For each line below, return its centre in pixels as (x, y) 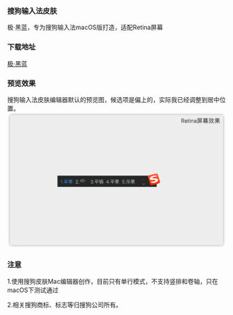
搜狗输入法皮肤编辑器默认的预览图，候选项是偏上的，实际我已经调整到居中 (113, 99)
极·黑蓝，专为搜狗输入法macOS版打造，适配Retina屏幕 (85, 27)
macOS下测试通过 (33, 290)
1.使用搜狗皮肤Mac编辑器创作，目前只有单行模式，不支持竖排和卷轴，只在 (113, 281)
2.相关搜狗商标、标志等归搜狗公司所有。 (65, 305)
